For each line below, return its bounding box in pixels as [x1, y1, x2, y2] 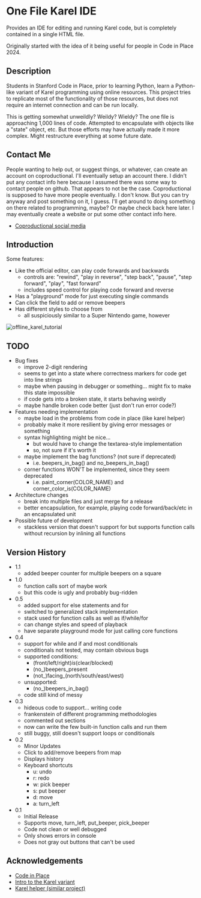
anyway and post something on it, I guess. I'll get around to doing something [6, 198, 196, 205]
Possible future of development [14, 517, 93, 525]
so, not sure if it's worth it [32, 447, 96, 454]
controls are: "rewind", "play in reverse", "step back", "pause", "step [23, 273, 192, 281]
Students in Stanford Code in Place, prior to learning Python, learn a [6, 82, 174, 89]
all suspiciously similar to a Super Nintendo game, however [23, 312, 170, 319]
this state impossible [23, 389, 75, 396]
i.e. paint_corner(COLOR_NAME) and [32, 479, 124, 486]
